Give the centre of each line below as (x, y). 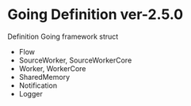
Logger (31, 93)
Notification (38, 85)
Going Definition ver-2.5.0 (95, 15)
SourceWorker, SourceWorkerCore (75, 60)
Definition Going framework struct (63, 36)
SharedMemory (44, 77)
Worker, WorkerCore (52, 68)
